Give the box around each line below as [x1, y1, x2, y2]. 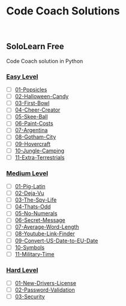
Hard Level [6, 266, 38, 274]
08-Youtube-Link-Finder [14, 230, 75, 238]
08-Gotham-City [14, 133, 56, 140]
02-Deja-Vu [14, 190, 44, 197]
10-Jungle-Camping [14, 147, 65, 154]
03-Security [14, 293, 45, 301]
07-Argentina [14, 127, 48, 134]
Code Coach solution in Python [6, 57, 83, 64]
